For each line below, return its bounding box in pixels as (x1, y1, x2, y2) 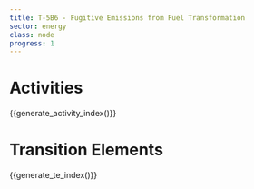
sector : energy (9, 22, 67, 31)
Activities (9, 78, 83, 98)
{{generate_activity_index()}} (9, 108, 117, 119)
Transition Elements (9, 140, 163, 160)
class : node (9, 30, 54, 39)
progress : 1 (9, 38, 54, 48)
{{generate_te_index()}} (9, 170, 98, 181)
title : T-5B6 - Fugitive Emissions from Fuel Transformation (9, 13, 246, 23)
